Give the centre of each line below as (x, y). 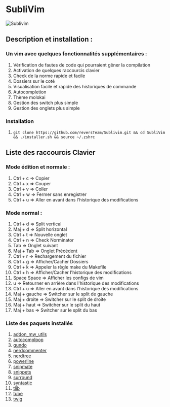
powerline (24, 361)
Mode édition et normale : (38, 167)
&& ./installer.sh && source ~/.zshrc (54, 137)
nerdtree (22, 356)
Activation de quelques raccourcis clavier (56, 70)
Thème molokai (29, 97)
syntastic (23, 383)
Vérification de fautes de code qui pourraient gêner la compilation (82, 65)
